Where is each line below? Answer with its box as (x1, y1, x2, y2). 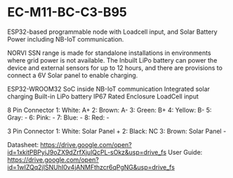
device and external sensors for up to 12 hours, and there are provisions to (7, 63, 223, 72)
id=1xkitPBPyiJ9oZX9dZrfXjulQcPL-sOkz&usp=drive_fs (7, 148, 167, 156)
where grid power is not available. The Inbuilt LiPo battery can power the (7, 56, 218, 64)
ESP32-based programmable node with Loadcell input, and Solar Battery (7, 27, 218, 36)
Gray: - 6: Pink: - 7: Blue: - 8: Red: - (7, 113, 110, 122)
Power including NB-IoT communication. (7, 34, 124, 43)
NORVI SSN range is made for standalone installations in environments (7, 49, 212, 57)
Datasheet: (7, 140, 39, 148)
